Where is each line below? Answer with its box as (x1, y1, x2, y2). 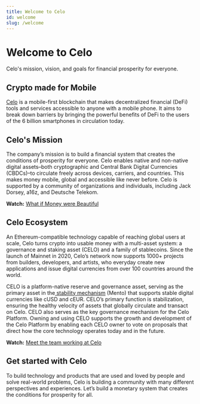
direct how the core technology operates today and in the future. (6, 327, 165, 334)
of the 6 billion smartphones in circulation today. (6, 118, 125, 125)
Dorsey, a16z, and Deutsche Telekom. (6, 189, 99, 196)
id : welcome (6, 14, 36, 20)
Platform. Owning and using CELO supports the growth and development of (6, 314, 192, 322)
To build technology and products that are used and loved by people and (6, 372, 185, 379)
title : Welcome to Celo (6, 8, 66, 15)
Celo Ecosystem (6, 217, 68, 227)
